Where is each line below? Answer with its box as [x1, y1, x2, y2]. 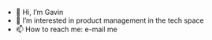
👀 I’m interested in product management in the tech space [15, 16, 204, 25]
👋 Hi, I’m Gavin [15, 8, 64, 16]
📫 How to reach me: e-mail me [15, 24, 118, 34]
